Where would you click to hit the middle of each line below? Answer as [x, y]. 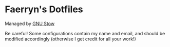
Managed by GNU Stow [30, 24]
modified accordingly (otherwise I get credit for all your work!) [71, 39]
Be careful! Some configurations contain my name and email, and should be [85, 33]
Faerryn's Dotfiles [44, 9]
